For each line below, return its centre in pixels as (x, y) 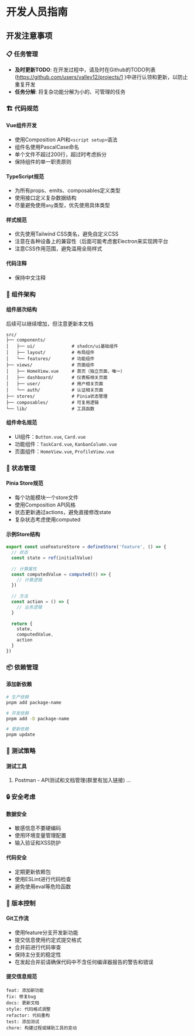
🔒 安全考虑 (21, 797)
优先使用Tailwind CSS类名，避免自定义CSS (67, 234)
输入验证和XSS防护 (38, 843)
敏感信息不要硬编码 (38, 828)
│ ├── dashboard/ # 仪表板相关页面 (57, 378)
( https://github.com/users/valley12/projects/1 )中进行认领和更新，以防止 (101, 77)
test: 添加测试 (23, 1022)
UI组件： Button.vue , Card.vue (50, 436)
